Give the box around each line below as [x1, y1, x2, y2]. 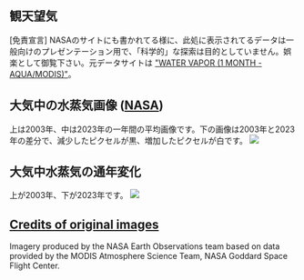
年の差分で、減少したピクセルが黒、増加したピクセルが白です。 [9, 135, 248, 145]
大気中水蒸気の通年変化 [9, 165, 141, 180]
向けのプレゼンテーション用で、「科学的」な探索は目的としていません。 [16, 45, 284, 56]
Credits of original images [9, 216, 159, 232]
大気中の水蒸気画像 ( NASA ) [9, 98, 164, 114]
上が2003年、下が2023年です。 [9, 190, 129, 201]
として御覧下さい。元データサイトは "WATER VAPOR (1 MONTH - [16, 57, 262, 68]
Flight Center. [9, 260, 61, 271]
